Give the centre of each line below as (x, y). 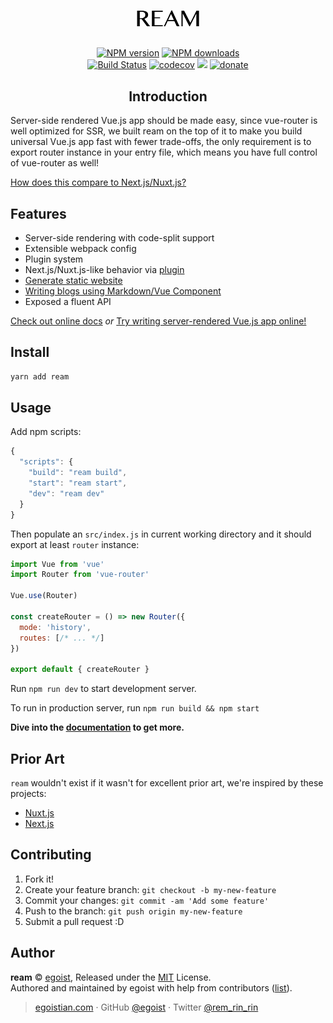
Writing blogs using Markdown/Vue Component (123, 291)
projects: (28, 793)
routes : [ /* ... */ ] (62, 638)
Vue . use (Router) (44, 596)
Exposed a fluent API (68, 301)
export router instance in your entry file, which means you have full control (164, 152)
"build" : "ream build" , (78, 473)
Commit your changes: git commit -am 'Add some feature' (147, 900)
